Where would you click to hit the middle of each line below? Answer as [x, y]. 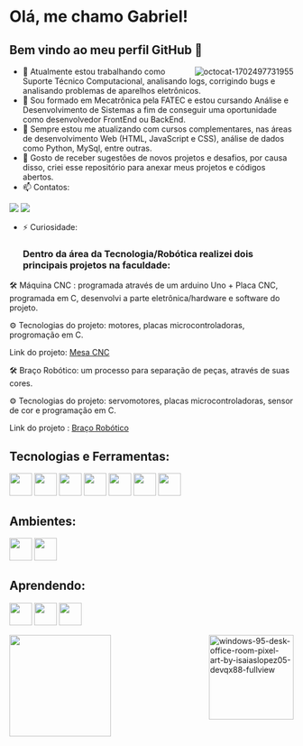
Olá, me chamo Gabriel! [99, 17]
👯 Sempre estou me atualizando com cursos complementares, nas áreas [157, 129]
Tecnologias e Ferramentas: [90, 456]
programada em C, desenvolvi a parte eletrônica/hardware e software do [145, 299]
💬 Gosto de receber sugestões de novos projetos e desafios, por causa [155, 158]
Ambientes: [43, 521]
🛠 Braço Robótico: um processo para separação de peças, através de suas [150, 371]
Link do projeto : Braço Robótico [69, 428]
